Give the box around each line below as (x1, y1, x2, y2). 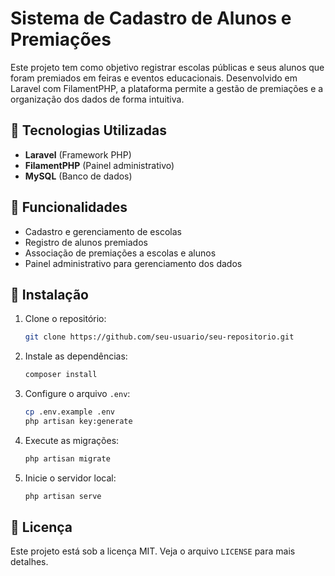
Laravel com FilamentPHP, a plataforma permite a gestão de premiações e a (10, 82, 324, 94)
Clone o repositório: (24, 313, 107, 325)
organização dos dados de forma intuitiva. (10, 93, 185, 105)
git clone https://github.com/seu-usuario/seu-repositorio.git (24, 332, 295, 342)
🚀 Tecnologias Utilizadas (10, 122, 167, 139)
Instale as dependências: (24, 350, 128, 362)
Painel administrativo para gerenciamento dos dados (24, 257, 243, 269)
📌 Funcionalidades (10, 199, 128, 216)
